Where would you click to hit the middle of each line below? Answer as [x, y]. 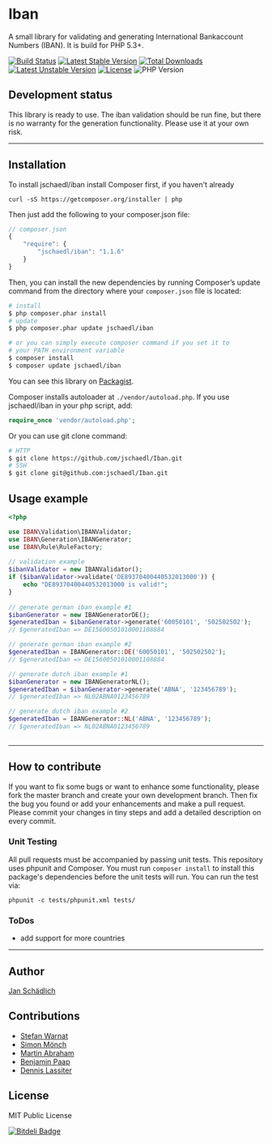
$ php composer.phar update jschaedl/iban [81, 328]
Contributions [44, 1016]
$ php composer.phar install [57, 313]
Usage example [49, 498]
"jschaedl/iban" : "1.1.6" [81, 252]
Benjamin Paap [45, 1061]
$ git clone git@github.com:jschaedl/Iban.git [88, 473]
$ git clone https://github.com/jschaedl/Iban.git [96, 458]
